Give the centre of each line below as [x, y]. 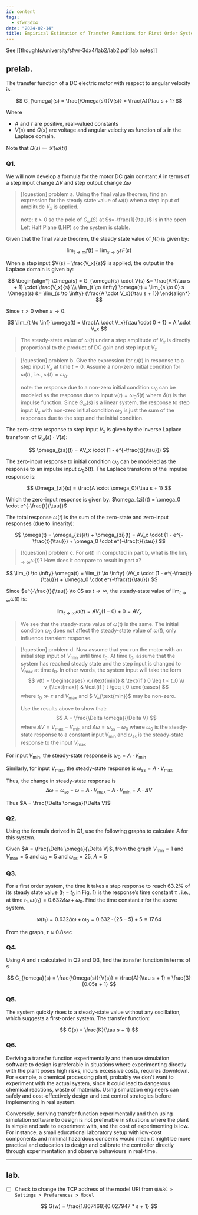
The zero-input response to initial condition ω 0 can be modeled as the [91, 462]
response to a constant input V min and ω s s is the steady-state [109, 735]
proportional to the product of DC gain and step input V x [89, 348]
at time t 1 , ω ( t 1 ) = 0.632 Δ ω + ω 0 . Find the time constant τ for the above [92, 900]
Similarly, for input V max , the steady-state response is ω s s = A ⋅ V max [89, 769]
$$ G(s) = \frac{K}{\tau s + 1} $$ [99, 1030]
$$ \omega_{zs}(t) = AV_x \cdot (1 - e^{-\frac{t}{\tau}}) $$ [99, 450]
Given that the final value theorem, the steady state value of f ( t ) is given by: [98, 238]
